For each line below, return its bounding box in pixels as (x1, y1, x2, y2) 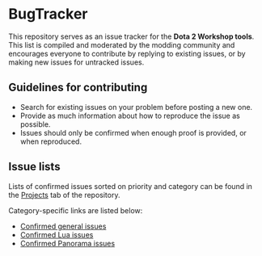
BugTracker (8, 5, 88, 23)
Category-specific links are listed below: (8, 205, 143, 215)
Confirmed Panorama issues (19, 238, 116, 248)
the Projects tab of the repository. (8, 190, 120, 199)
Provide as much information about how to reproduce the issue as (19, 111, 240, 120)
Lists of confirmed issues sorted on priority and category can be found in (8, 181, 253, 191)
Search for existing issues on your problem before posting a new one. (19, 102, 253, 111)
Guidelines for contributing (8, 81, 148, 94)
